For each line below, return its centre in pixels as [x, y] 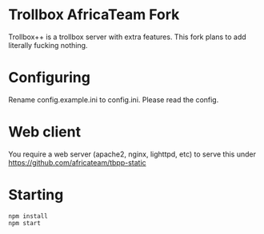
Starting [36, 195]
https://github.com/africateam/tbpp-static [77, 162]
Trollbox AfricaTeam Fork [94, 15]
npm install [28, 216]
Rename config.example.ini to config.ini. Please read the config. [114, 99]
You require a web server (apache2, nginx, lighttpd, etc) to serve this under [132, 154]
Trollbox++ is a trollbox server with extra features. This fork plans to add [127, 37]
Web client [45, 132]
